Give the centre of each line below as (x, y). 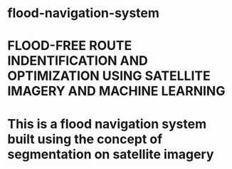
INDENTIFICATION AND (78, 61)
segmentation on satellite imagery (111, 154)
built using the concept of (85, 139)
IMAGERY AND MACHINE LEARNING (116, 91)
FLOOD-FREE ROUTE (70, 46)
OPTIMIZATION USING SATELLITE (109, 76)
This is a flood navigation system (107, 124)
